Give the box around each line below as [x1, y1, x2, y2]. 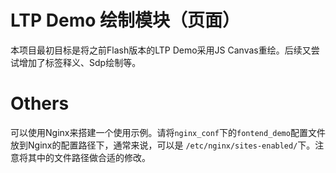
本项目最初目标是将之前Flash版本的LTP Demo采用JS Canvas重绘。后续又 [10, 44, 312, 56]
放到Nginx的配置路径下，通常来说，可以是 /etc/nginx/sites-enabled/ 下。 [10, 139, 316, 151]
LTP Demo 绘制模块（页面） [10, 9, 241, 32]
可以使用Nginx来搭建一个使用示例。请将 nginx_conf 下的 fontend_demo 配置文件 [10, 126, 326, 138]
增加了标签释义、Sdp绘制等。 [18, 56, 142, 68]
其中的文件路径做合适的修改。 [27, 151, 151, 163]
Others [10, 92, 70, 115]
